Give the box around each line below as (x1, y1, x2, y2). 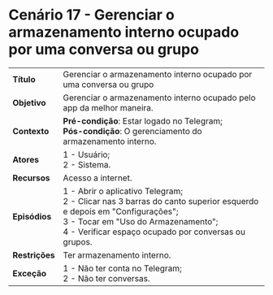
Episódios (12, 210, 52, 222)
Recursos (12, 172, 50, 184)
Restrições (12, 249, 55, 261)
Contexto (12, 125, 50, 137)
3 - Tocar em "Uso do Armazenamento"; (63, 215, 219, 227)
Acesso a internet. (63, 172, 132, 184)
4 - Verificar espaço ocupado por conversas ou (63, 226, 246, 237)
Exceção (12, 267, 47, 279)
